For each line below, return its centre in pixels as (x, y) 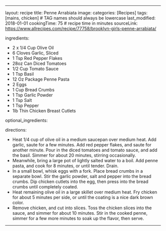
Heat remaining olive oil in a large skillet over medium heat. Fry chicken (84, 192)
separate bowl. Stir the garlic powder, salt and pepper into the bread (82, 176)
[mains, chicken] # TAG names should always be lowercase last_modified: (80, 18)
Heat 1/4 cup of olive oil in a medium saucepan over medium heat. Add (84, 139)
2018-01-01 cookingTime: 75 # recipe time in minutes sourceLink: (72, 23)
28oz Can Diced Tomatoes (39, 63)
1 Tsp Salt (22, 100)
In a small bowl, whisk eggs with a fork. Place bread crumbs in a (78, 171)
